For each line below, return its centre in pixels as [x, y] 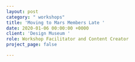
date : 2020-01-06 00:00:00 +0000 [48, 28]
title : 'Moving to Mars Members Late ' [56, 22]
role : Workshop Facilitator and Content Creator [67, 39]
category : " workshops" [36, 17]
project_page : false [32, 45]
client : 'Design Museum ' [38, 34]
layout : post [22, 12]
